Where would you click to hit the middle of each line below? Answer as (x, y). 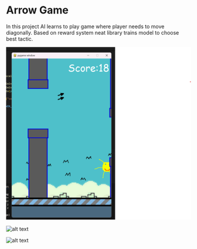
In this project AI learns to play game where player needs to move (85, 26)
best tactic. (20, 39)
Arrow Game (37, 10)
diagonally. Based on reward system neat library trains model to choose (93, 32)
